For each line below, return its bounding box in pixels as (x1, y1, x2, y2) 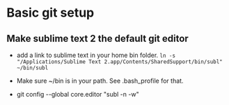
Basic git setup (6, 5, 95, 21)
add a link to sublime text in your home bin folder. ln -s (16, 51, 175, 59)
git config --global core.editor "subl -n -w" (16, 90, 140, 98)
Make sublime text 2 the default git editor (6, 33, 189, 45)
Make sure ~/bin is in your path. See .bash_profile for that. (16, 76, 184, 85)
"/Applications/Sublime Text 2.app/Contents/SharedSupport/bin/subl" (16, 58, 223, 65)
